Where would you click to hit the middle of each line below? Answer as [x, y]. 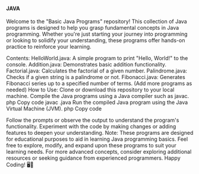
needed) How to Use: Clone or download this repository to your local [90, 90]
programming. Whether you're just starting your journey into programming [97, 34]
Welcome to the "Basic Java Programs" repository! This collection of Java [97, 21]
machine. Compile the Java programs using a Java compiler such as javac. [98, 96]
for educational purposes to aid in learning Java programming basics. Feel [97, 139]
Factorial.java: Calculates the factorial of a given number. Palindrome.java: [97, 71]
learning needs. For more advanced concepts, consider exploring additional [99, 152]
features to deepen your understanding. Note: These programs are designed [100, 133]
